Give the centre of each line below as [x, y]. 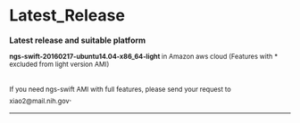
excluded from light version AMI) [59, 64]
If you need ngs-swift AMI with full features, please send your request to [121, 89]
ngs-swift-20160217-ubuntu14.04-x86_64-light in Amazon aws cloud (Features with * [144, 56]
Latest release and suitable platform [78, 40]
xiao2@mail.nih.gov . [41, 99]
